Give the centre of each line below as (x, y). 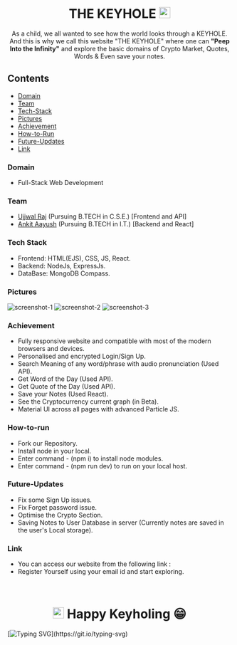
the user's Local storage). (56, 530)
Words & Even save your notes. (120, 56)
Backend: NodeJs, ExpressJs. (62, 266)
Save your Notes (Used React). (63, 394)
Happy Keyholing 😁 (126, 614)
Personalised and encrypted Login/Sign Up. (81, 356)
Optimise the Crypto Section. (60, 515)
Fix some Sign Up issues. (55, 500)
